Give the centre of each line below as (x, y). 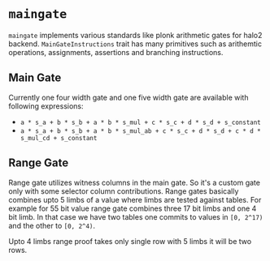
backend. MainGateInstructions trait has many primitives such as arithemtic (135, 44)
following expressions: (46, 106)
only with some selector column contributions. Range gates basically (124, 191)
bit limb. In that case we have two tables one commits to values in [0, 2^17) (136, 216)
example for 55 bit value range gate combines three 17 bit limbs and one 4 (133, 208)
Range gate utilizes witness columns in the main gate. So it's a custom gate (134, 182)
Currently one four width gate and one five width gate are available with (128, 97)
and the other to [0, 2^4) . (52, 225)
